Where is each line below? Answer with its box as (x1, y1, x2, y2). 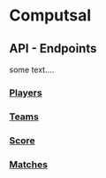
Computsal (9, 5, 92, 26)
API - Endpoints (9, 41, 97, 56)
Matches (9, 158, 49, 170)
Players (9, 86, 42, 99)
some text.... (9, 64, 55, 75)
